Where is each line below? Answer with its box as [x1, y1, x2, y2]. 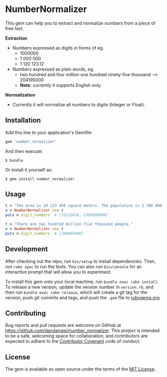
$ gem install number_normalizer [5, 176, 75, 181]
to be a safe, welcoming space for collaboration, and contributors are [5, 333, 148, 339]
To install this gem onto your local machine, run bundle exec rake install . [5, 278, 159, 284]
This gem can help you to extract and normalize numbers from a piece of [5, 20, 156, 26]
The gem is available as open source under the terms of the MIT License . [5, 366, 156, 372]
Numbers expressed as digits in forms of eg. [12, 45, 104, 51]
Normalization [5, 92, 35, 98]
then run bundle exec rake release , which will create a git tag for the [5, 289, 147, 295]
